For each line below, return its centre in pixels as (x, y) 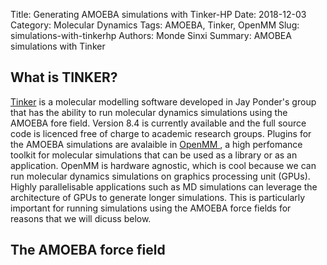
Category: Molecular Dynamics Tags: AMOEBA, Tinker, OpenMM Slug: (155, 25)
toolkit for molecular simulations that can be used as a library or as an (154, 155)
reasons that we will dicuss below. (81, 218)
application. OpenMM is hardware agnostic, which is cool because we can (163, 165)
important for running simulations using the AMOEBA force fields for (151, 208)
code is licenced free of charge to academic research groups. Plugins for (161, 133)
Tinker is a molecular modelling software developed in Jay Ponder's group (163, 101)
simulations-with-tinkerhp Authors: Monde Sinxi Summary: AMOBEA (151, 35)
